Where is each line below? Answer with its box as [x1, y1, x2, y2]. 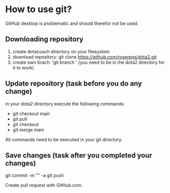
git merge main [12, 127, 45, 133]
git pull [12, 115, 27, 122]
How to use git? [5, 4, 72, 15]
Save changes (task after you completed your [5, 151, 152, 160]
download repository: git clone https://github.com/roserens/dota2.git [12, 54, 157, 60]
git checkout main [12, 110, 51, 117]
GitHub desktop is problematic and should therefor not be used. [5, 20, 139, 26]
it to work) [12, 64, 35, 70]
